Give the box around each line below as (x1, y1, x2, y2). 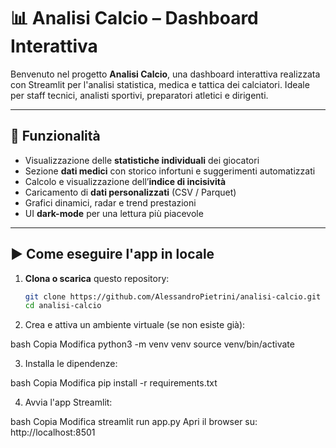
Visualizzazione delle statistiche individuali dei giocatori (24, 154, 260, 166)
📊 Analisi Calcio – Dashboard (10, 7, 259, 30)
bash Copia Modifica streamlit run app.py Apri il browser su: (10, 416, 258, 428)
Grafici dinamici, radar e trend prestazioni (24, 196, 197, 209)
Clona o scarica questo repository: (24, 272, 170, 284)
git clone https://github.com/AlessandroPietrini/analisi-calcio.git (24, 291, 322, 302)
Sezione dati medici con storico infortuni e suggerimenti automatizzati (24, 165, 316, 177)
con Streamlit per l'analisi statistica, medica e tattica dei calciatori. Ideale (10, 78, 310, 90)
